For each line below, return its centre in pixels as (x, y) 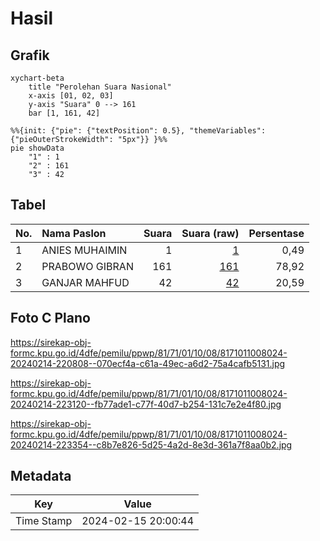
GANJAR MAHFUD (85, 282)
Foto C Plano (50, 318)
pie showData (37, 148)
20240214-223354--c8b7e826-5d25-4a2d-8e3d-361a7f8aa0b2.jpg (151, 444)
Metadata (41, 476)
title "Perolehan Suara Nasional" (100, 87)
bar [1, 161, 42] (64, 113)
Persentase (276, 233)
